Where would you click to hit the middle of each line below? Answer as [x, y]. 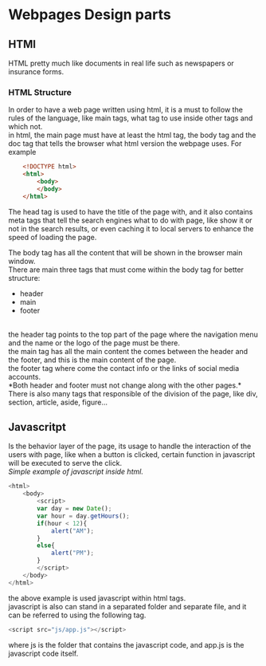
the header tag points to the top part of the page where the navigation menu [133, 334]
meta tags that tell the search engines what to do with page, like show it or [130, 220]
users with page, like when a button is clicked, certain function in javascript [132, 455]
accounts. [25, 376]
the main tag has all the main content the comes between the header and [128, 351]
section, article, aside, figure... [58, 402]
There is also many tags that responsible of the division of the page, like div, [133, 393]
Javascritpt [37, 427]
